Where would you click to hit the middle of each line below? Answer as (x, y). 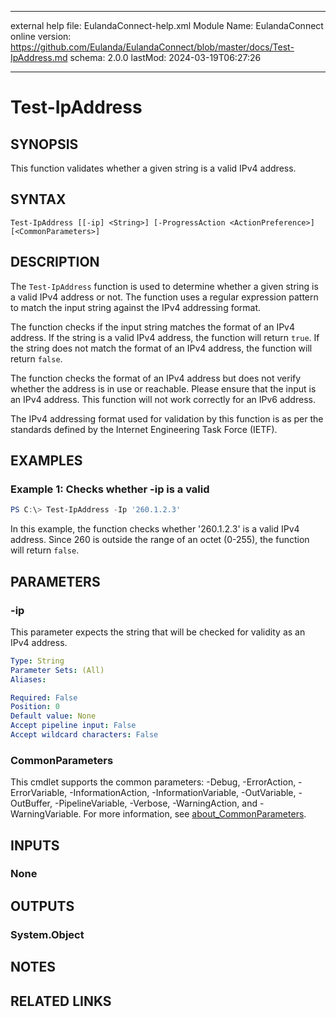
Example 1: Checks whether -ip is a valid (110, 489)
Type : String (37, 661)
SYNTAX (38, 199)
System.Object (47, 934)
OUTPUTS (42, 906)
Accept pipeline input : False (73, 726)
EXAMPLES (46, 461)
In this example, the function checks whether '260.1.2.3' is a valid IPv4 (155, 529)
